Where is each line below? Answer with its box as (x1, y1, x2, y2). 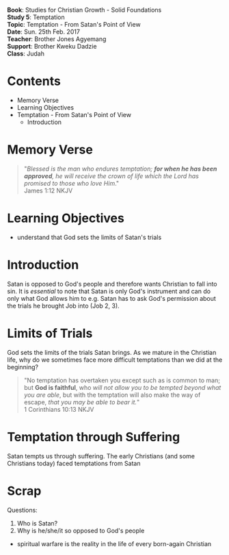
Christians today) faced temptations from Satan (7, 459, 141, 467)
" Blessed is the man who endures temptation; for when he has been (23, 164, 217, 173)
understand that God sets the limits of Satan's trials (16, 233, 162, 241)
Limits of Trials (7, 325, 93, 341)
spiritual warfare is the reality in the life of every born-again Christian (16, 539, 212, 547)
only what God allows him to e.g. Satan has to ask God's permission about (7, 294, 217, 302)
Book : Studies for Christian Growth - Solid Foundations (7, 6, 162, 14)
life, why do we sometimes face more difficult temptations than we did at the (7, 356, 223, 364)
